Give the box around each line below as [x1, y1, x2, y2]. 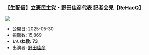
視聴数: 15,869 [12, 32, 42, 38]
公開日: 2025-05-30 [12, 26, 54, 32]
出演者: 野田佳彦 [12, 45, 46, 51]
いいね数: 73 [12, 38, 38, 44]
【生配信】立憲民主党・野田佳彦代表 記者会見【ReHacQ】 [5, 4, 144, 11]
